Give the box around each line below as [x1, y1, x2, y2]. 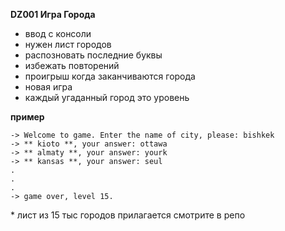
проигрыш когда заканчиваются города [24, 70, 196, 82]
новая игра [24, 81, 73, 93]
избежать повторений [24, 60, 120, 71]
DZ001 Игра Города [10, 9, 96, 20]
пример [10, 111, 45, 123]
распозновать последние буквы [24, 49, 163, 61]
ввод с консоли [24, 28, 92, 39]
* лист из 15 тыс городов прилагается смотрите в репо [10, 209, 246, 221]
